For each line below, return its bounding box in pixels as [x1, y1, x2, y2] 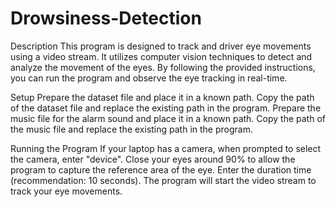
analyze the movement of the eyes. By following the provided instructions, [10, 61, 316, 73]
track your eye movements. [10, 185, 123, 197]
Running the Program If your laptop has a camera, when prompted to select [10, 142, 322, 154]
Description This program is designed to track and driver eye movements [10, 40, 312, 52]
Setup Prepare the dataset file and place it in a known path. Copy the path [10, 91, 315, 103]
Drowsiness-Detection [10, 7, 202, 30]
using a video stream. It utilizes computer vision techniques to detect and [10, 50, 313, 62]
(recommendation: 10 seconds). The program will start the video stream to [10, 174, 317, 186]
